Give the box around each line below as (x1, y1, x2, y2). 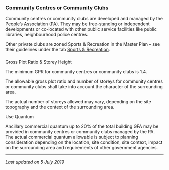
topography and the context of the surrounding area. (5, 104, 115, 110)
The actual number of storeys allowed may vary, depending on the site (5, 99, 152, 105)
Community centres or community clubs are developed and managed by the (5, 16, 163, 22)
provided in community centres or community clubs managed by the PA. (5, 129, 155, 135)
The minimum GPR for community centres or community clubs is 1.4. (5, 69, 147, 75)
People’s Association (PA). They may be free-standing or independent (5, 21, 150, 27)
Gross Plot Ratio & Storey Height (5, 59, 72, 65)
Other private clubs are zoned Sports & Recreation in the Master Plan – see (5, 41, 160, 47)
